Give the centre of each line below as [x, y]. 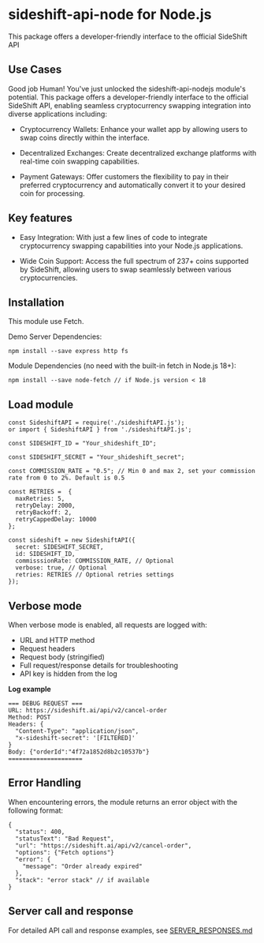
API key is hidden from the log [69, 674]
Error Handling [45, 783]
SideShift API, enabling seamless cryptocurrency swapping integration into [130, 105]
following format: [36, 810]
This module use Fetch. [46, 321]
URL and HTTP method [57, 640]
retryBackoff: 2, [44, 513]
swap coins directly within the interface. [84, 137]
